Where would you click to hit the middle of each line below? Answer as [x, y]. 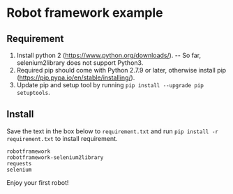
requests [19, 163]
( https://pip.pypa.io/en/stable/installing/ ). [76, 77]
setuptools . [33, 92]
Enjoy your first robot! [38, 182]
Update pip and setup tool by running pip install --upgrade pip [110, 85]
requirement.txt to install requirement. [62, 138]
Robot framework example [85, 13]
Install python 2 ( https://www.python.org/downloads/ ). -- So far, [109, 55]
